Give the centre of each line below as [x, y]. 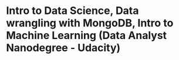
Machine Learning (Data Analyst [87, 36]
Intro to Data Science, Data [72, 11]
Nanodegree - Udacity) [63, 48]
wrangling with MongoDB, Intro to [90, 23]
